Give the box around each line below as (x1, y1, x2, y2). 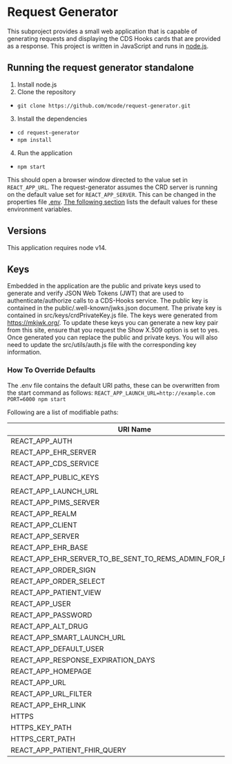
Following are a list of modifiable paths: (7, 408, 119, 416)
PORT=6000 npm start (7, 396, 67, 402)
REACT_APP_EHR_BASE (10, 542, 88, 552)
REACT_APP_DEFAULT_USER (10, 643, 104, 653)
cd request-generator (17, 129, 79, 136)
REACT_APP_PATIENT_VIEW (10, 587, 101, 597)
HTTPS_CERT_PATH (10, 734, 76, 743)
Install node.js (17, 80, 57, 89)
